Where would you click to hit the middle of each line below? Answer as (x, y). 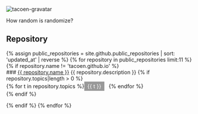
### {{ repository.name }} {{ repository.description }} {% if (78, 72)
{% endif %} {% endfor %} (39, 105)
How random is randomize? (40, 20)
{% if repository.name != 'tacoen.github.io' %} (63, 66)
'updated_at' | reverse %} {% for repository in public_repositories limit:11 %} (99, 60)
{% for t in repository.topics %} (45, 86)
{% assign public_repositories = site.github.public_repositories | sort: (91, 53)
